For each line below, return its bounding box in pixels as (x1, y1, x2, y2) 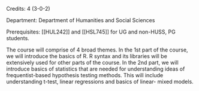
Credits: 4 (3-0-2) (6, 5, 50, 12)
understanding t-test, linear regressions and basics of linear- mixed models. (6, 78, 194, 85)
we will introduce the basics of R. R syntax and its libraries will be (6, 53, 168, 59)
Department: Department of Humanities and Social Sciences (6, 17, 155, 23)
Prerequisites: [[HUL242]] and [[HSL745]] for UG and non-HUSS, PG (6, 28, 176, 35)
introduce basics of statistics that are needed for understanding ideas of (6, 65, 185, 72)
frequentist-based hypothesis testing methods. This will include (6, 72, 164, 78)
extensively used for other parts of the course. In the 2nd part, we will (6, 59, 179, 66)
